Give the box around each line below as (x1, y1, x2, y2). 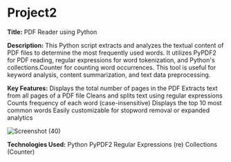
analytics (7, 113, 33, 122)
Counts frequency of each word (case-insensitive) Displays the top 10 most (7, 98, 223, 107)
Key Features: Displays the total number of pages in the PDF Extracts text (7, 84, 218, 92)
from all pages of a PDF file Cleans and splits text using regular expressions (7, 91, 223, 100)
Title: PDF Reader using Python (7, 28, 98, 36)
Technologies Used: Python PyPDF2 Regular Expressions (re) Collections (7, 140, 218, 148)
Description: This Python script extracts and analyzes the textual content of (7, 41, 224, 49)
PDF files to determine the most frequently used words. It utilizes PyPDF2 (7, 48, 216, 57)
